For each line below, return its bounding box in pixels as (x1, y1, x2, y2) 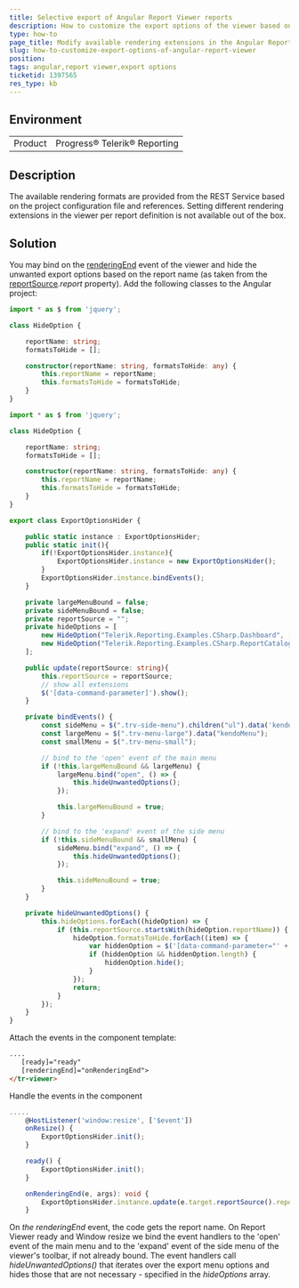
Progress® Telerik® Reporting (55, 137, 180, 149)
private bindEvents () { (25, 712, 114, 721)
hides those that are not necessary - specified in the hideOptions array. (9, 1269, 271, 1280)
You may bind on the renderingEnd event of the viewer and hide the (9, 260, 257, 270)
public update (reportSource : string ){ (25, 664, 169, 672)
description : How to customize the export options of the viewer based (9, 21, 280, 30)
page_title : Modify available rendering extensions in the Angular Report (9, 37, 293, 47)
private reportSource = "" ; (25, 615, 129, 624)
